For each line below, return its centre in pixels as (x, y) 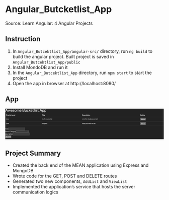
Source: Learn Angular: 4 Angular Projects (49, 23)
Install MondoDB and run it (40, 67)
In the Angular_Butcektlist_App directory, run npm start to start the (82, 73)
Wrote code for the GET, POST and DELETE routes (65, 176)
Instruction (23, 39)
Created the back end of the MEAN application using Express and (80, 165)
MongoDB (23, 171)
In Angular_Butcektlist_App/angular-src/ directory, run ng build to (82, 51)
